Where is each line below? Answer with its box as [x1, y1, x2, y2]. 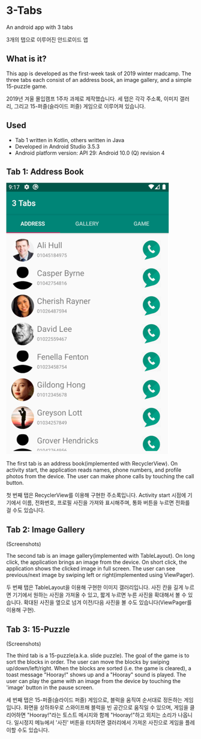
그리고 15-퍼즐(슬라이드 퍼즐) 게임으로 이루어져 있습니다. [14, 102, 146, 110]
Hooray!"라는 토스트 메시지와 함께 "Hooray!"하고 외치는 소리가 [29, 711, 177, 719]
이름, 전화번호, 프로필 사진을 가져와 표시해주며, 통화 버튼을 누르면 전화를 [22, 499, 190, 507]
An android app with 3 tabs [6, 23, 73, 31]
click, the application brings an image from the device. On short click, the [6, 558, 187, 566]
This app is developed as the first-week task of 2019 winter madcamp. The [6, 70, 191, 77]
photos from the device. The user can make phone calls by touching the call [6, 473, 194, 480]
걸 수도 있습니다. [6, 507, 45, 514]
